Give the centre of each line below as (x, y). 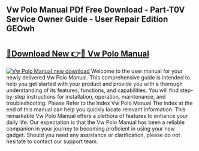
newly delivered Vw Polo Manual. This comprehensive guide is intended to (98, 77)
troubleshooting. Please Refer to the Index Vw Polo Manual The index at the (99, 103)
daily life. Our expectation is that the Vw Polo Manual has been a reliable (95, 122)
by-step (16, 97)
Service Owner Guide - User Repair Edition (87, 20)
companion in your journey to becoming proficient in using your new (91, 128)
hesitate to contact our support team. (52, 141)
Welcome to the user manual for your (137, 71)
